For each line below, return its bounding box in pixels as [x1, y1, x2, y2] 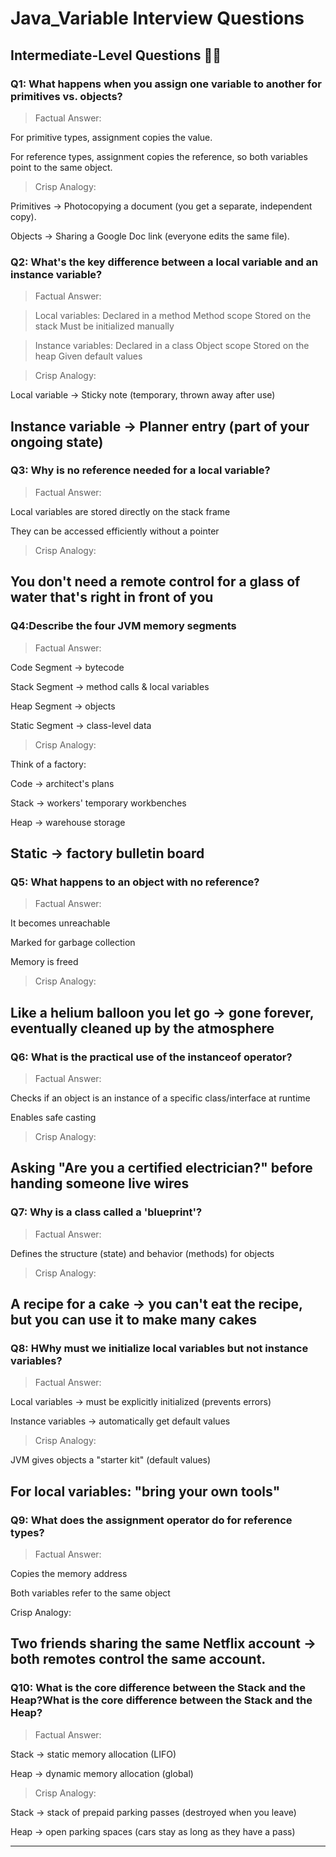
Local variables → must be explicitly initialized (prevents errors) [10, 1396, 272, 1408]
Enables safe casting [10, 1111, 97, 1123]
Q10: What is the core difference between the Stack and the [10, 1681, 306, 1695]
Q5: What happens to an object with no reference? [10, 875, 260, 889]
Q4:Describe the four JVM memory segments [10, 619, 237, 633]
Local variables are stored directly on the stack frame [10, 505, 231, 517]
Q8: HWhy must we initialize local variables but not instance [10, 1341, 309, 1355]
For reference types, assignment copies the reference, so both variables [10, 150, 308, 162]
